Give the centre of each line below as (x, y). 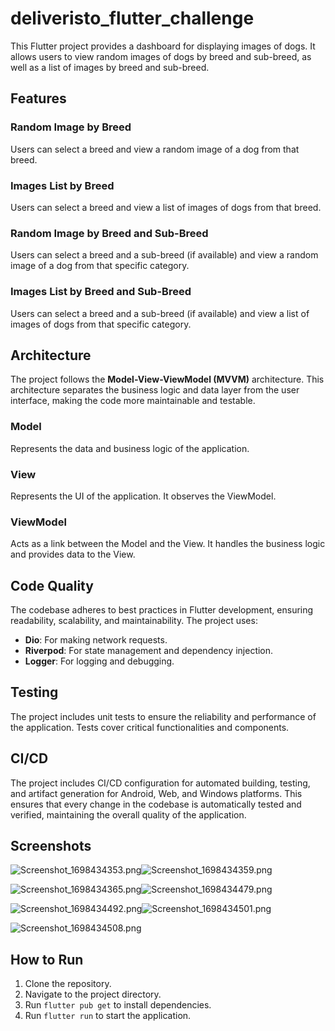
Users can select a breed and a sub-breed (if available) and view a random (164, 255)
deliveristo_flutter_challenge (132, 18)
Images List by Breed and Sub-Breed (101, 292)
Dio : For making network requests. (96, 640)
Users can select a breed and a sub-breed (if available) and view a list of (160, 313)
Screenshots (51, 846)
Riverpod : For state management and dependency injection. (149, 651)
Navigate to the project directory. (93, 994)
